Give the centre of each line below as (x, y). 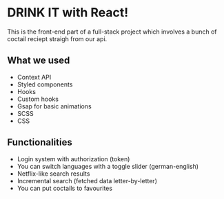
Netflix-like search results (53, 174)
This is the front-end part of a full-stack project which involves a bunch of (112, 32)
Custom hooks (38, 99)
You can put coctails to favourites (64, 188)
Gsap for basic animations (54, 106)
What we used (39, 61)
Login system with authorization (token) (73, 159)
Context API (34, 77)
